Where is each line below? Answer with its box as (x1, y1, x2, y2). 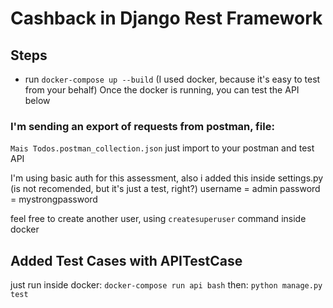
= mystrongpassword (10, 193, 98, 206)
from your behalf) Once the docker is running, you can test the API (24, 84, 300, 96)
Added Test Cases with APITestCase (10, 252, 243, 269)
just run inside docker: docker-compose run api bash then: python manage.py (10, 279, 323, 291)
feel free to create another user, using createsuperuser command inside (10, 213, 307, 225)
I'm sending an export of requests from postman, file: (10, 119, 275, 133)
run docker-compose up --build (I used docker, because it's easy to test (24, 73, 321, 85)
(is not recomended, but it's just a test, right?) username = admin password (10, 183, 321, 195)
